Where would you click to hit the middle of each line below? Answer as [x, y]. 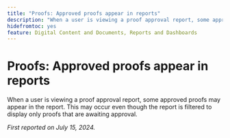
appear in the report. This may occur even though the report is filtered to [110, 107]
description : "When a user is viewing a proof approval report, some [108, 20]
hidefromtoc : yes [32, 26]
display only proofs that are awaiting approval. [73, 114]
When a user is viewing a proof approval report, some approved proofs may [114, 100]
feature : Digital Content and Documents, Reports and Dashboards [102, 32]
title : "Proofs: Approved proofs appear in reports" [84, 13]
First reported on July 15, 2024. [51, 128]
